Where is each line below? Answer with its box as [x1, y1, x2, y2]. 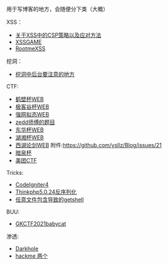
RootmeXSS [15, 45, 46, 52]
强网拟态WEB [15, 111, 50, 118]
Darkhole [15, 245, 39, 252]
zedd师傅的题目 [15, 118, 55, 126]
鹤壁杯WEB [15, 96, 44, 102]
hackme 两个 [15, 252, 48, 259]
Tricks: [6, 169, 24, 176]
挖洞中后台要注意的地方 [15, 71, 75, 78]
